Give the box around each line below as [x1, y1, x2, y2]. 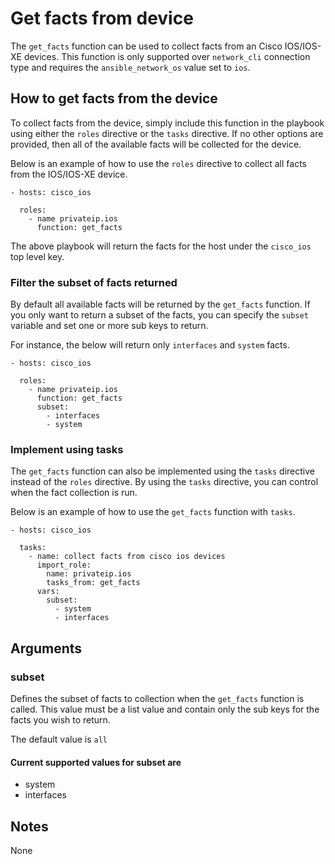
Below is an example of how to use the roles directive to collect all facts [10, 157, 307, 169]
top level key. [10, 250, 65, 262]
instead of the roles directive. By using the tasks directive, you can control [10, 476, 319, 488]
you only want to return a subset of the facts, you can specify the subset [10, 309, 309, 321]
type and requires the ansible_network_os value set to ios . [10, 61, 251, 73]
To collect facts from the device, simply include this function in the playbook [10, 117, 325, 129]
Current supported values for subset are [10, 756, 182, 768]
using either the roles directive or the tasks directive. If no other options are [10, 127, 324, 139]
